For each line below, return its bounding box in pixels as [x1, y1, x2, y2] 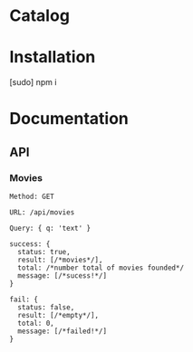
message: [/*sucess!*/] [17, 271, 107, 281]
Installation [9, 47, 96, 68]
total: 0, [17, 319, 54, 328]
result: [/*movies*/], [17, 255, 103, 264]
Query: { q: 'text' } [9, 224, 92, 233]
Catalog [9, 5, 71, 26]
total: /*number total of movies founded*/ [17, 263, 184, 272]
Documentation [9, 109, 130, 129]
